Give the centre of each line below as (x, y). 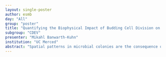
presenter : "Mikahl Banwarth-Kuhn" (42, 38)
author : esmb (19, 14)
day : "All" (16, 19)
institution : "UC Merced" (32, 42)
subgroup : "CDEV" (23, 33)
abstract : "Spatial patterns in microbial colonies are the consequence (82, 47)
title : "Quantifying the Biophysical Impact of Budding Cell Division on (83, 28)
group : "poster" (22, 24)
